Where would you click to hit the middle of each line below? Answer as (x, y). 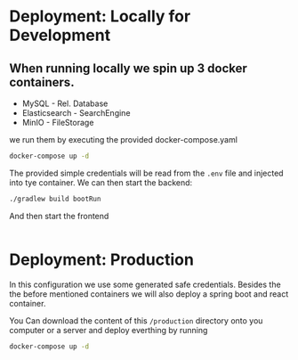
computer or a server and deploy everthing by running (109, 330)
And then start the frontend (59, 216)
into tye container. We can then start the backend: (101, 182)
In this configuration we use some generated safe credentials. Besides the (145, 284)
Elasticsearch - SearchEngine (76, 113)
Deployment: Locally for (100, 16)
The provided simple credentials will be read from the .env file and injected (146, 173)
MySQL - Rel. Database (65, 103)
